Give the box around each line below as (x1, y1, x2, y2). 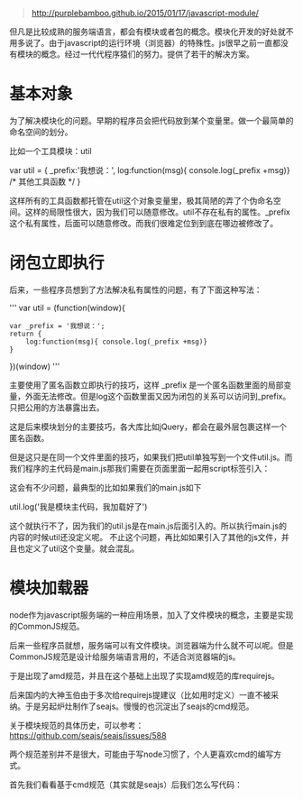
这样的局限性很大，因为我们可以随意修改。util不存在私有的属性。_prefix (24, 207, 291, 217)
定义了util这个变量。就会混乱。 (24, 543, 140, 554)
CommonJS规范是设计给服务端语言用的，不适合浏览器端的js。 (9, 651, 241, 662)
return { (9, 329, 42, 338)
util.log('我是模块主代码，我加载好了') (9, 501, 148, 512)
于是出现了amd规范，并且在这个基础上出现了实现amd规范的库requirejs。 (9, 670, 280, 681)
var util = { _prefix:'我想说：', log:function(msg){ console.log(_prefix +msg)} (9, 164, 290, 175)
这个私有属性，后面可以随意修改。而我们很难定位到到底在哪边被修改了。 (9, 217, 278, 228)
